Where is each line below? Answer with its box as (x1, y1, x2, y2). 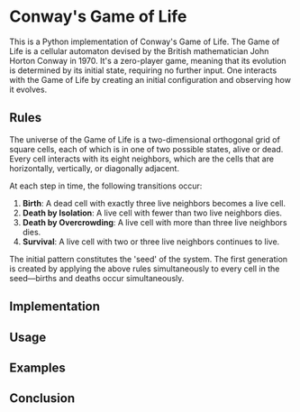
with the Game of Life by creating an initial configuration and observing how (9, 74, 291, 85)
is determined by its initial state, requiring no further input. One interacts (9, 65, 277, 76)
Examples (9, 360, 66, 375)
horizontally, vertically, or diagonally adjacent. (9, 162, 180, 173)
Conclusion (9, 390, 76, 407)
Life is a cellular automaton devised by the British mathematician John (9, 45, 269, 56)
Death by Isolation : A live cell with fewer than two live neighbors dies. (22, 207, 282, 218)
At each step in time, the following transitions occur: (9, 180, 203, 191)
